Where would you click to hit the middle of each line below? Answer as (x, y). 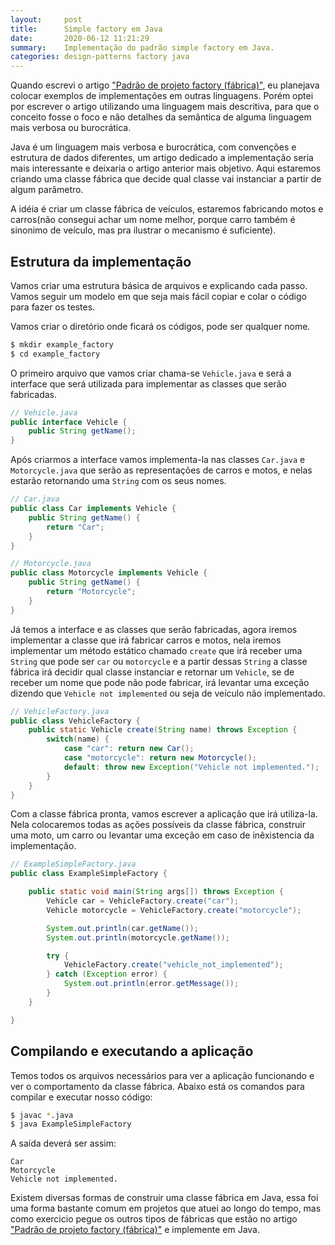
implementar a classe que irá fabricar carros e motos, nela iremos (146, 640)
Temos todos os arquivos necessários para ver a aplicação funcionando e (162, 1075)
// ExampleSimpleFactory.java (73, 864)
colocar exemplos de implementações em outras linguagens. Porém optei (162, 96)
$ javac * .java (42, 1115)
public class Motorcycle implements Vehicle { (109, 573)
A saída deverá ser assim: (63, 1143)
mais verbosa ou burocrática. (71, 128)
